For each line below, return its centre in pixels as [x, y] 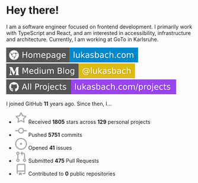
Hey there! [33, 10]
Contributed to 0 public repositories [72, 174]
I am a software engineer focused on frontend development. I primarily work [99, 27]
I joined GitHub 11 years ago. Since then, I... [59, 104]
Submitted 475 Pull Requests [64, 160]
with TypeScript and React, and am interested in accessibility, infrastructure [99, 33]
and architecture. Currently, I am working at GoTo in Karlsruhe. [82, 39]
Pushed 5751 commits [55, 134]
